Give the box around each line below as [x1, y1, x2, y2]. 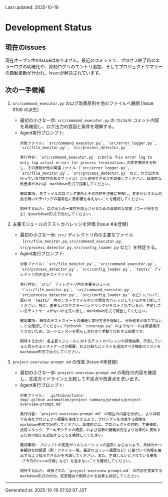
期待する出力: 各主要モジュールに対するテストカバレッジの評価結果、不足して [19, 338, 158, 343]
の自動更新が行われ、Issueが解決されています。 [5, 70, 103, 76]
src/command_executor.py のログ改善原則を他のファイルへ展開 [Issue [12, 100, 154, 106]
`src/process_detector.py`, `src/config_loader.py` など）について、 [19, 292, 161, 298]
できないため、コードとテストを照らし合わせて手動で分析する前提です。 [19, 329, 146, 334]
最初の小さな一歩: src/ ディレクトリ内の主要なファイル [19, 231, 133, 237]
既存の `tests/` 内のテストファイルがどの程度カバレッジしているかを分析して [19, 298, 161, 303]
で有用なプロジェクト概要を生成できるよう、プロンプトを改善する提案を [19, 417, 146, 422]
